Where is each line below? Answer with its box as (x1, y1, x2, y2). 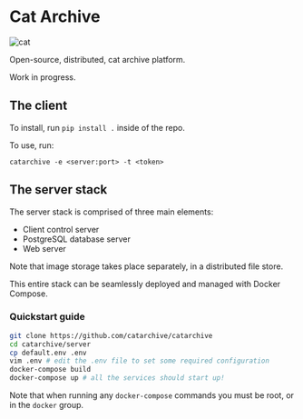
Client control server (22, 224, 100, 234)
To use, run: (9, 139, 54, 151)
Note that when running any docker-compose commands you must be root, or (9, 390, 295, 401)
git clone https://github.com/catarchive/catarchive (9, 331, 213, 340)
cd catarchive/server (9, 339, 92, 349)
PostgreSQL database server (22, 234, 132, 244)
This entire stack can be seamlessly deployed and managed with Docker (9, 278, 281, 289)
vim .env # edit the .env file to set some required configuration (9, 356, 270, 365)
